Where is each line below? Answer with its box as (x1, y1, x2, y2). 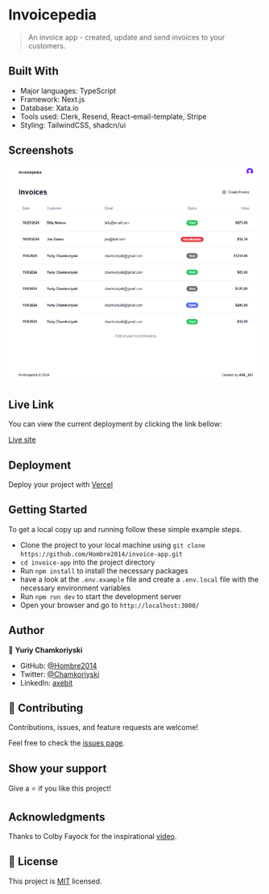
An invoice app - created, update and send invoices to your (27, 32, 226, 42)
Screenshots (8, 144, 74, 157)
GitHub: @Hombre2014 (19, 661, 97, 670)
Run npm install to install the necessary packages (19, 565, 188, 575)
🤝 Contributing (8, 701, 84, 715)
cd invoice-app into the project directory (19, 557, 155, 567)
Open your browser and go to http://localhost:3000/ (19, 600, 200, 610)
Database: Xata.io (19, 103, 79, 112)
